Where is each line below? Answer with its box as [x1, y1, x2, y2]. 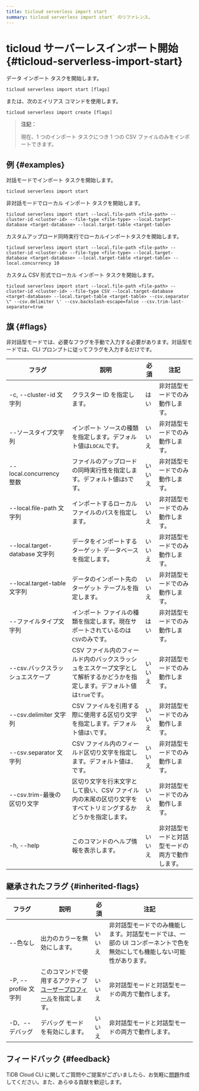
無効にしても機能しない [108, 948, 174, 956]
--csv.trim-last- [141, 299, 184, 305]
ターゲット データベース [72, 546, 139, 555]
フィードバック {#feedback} [6, 1054, 111, 1064]
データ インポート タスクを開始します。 [6, 75, 102, 82]
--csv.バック [9, 664, 46, 673]
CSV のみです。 [72, 635, 111, 644]
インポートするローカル [72, 500, 137, 508]
